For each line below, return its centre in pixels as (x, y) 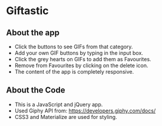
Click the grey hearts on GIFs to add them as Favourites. (83, 59)
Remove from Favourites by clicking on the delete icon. (81, 65)
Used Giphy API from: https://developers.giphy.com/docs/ (85, 111)
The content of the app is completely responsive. (74, 72)
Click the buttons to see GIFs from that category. (74, 47)
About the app (33, 33)
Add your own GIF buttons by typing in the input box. (79, 53)
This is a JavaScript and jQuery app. (59, 104)
